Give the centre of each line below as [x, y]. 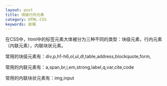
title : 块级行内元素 [25, 15]
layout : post [19, 10]
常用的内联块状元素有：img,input [40, 78]
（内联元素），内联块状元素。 [35, 46]
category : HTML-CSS [26, 19]
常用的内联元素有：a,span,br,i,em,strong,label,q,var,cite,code [70, 67]
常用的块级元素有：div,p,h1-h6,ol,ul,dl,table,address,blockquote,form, [78, 56]
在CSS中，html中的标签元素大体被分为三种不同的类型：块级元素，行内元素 [84, 39]
